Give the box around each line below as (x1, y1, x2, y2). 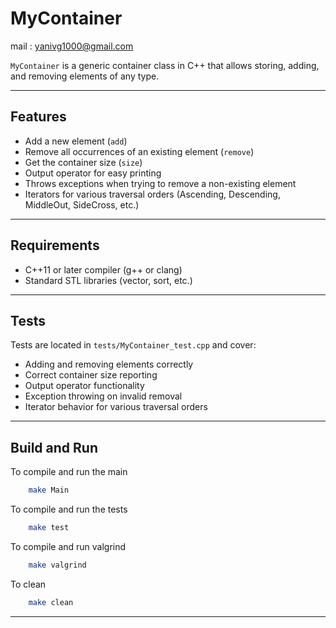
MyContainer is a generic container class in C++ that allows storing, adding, (10, 59, 320, 71)
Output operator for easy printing (24, 167, 162, 179)
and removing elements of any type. (10, 70, 160, 82)
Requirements (10, 237, 100, 254)
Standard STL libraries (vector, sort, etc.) (24, 274, 193, 286)
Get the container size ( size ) (24, 156, 143, 168)
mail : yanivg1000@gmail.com (10, 40, 134, 52)
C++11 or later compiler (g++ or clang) (24, 263, 183, 276)
